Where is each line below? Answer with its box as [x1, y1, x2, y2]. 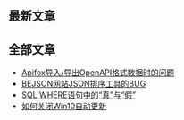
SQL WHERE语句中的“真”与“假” [21, 90, 137, 100]
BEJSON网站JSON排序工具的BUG [21, 79, 146, 90]
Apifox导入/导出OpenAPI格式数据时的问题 [21, 67, 175, 78]
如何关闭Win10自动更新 [21, 101, 107, 112]
